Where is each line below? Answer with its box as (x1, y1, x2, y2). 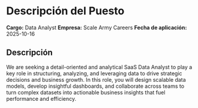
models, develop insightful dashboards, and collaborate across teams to (6, 82, 185, 90)
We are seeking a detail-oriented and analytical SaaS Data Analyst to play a (6, 63, 193, 70)
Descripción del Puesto (6, 4, 125, 18)
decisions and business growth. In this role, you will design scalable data (6, 76, 186, 83)
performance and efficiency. (6, 95, 77, 102)
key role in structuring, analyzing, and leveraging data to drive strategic (6, 70, 182, 77)
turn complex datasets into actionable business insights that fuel (6, 88, 166, 96)
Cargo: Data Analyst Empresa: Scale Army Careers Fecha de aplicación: (6, 24, 187, 31)
